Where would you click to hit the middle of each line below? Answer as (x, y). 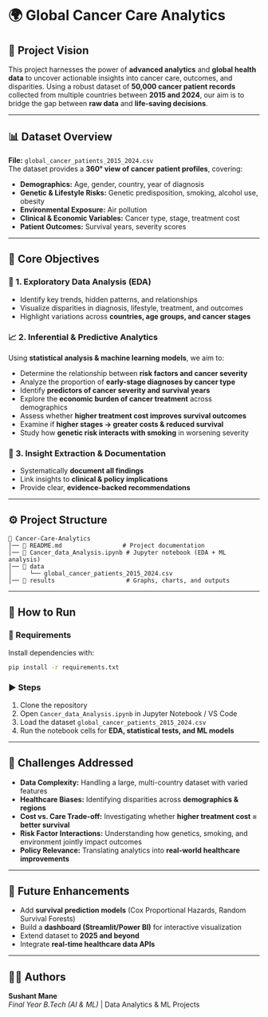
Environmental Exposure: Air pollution (83, 209)
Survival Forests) (47, 919)
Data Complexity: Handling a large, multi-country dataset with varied (134, 782)
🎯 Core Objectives (54, 259)
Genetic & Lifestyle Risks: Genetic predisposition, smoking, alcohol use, (139, 192)
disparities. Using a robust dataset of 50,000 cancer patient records (122, 86)
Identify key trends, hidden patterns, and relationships (108, 299)
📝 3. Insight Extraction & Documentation (87, 453)
